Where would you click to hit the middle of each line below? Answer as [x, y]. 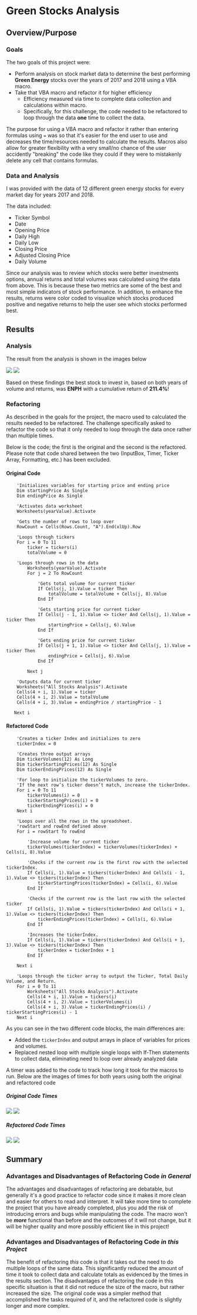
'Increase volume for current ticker [73, 842]
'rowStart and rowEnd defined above [62, 826]
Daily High [27, 237]
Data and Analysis [33, 175]
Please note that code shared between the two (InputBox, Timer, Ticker [93, 453]
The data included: [29, 206]
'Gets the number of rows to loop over [66, 522]
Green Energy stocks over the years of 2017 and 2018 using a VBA [96, 80]
